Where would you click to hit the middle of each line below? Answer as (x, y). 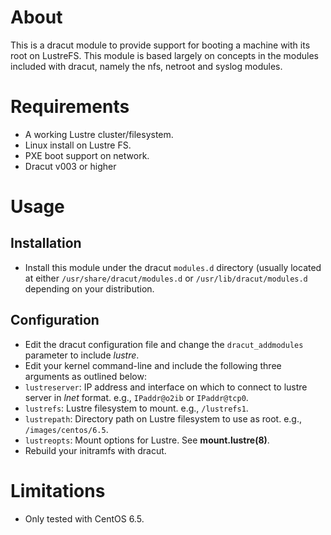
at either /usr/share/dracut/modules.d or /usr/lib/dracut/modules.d (166, 278)
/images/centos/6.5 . (66, 429)
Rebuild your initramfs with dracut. (95, 450)
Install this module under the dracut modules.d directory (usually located (173, 267)
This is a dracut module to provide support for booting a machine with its (160, 45)
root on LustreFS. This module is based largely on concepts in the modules (164, 55)
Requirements (70, 107)
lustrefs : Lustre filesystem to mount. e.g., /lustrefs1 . (136, 408)
